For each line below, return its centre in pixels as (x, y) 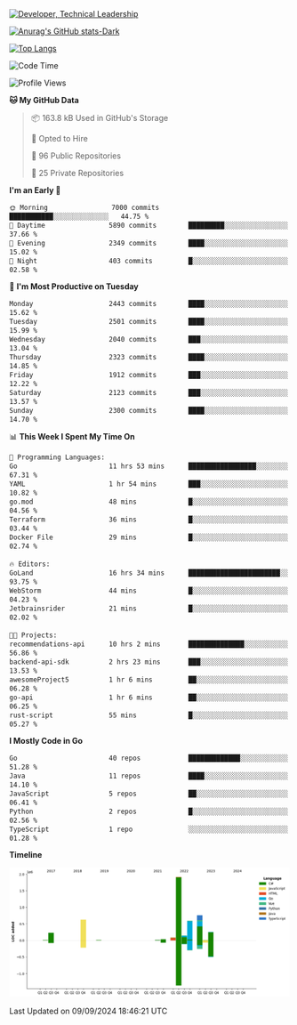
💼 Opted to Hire (60, 138)
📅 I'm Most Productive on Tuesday (74, 287)
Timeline (26, 855)
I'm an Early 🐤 (35, 190)
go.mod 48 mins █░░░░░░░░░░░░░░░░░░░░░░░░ (149, 502)
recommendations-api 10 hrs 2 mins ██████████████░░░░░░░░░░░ (149, 644)
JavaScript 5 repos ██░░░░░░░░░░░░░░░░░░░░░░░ (149, 794)
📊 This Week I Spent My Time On (72, 436)
